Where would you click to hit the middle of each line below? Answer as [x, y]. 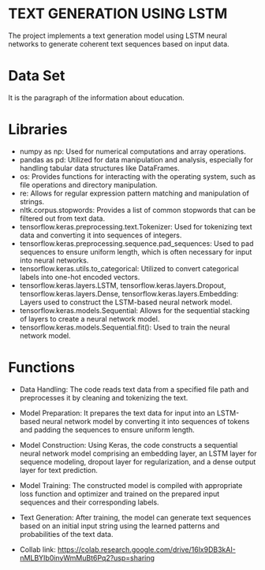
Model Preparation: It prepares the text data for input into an [117, 413]
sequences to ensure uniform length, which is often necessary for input [136, 251]
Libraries [38, 130]
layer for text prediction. [59, 470]
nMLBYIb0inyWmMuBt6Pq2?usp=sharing [87, 557]
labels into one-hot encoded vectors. [80, 277]
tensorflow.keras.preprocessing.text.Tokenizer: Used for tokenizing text [136, 226]
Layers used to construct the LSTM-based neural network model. [126, 302]
